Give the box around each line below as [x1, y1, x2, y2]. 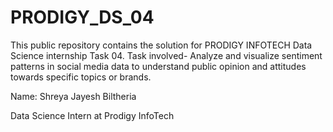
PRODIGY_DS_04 [10, 6, 155, 29]
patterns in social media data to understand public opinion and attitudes [10, 60, 307, 72]
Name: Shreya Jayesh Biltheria [10, 90, 137, 102]
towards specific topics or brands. [10, 71, 152, 83]
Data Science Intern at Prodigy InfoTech [10, 109, 175, 121]
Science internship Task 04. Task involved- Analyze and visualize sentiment [10, 49, 323, 61]
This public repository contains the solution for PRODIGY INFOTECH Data [10, 39, 313, 51]
